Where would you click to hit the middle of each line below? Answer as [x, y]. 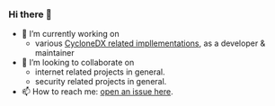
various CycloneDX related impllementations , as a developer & [150, 43]
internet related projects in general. [100, 72]
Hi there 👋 [31, 14]
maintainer [54, 53]
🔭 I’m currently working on [70, 34]
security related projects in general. [101, 82]
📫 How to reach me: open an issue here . [97, 92]
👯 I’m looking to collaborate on [78, 63]
